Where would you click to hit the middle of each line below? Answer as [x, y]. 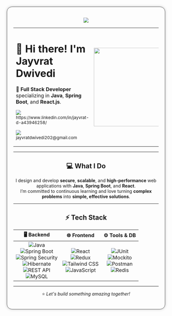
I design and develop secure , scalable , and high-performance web [86, 181]
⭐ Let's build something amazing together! [86, 294]
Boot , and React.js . [38, 102]
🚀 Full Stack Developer [44, 89]
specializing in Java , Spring [49, 95]
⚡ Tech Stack [86, 218]
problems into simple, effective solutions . [86, 196]
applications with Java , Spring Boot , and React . [86, 186]
